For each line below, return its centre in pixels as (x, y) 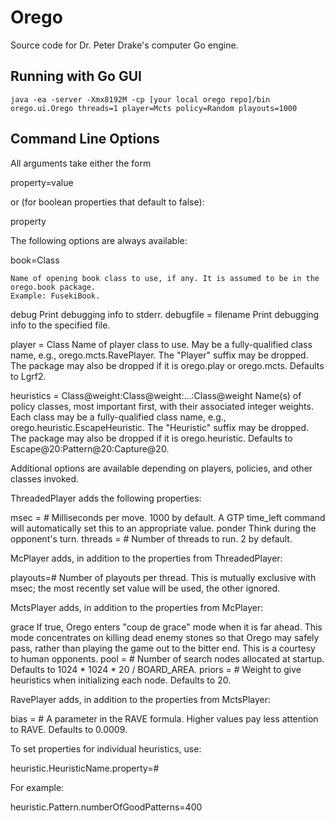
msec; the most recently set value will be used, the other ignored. (145, 588)
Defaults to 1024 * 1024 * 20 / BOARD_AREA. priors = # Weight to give (156, 669)
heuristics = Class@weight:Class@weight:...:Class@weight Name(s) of (156, 395)
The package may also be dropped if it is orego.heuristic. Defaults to (151, 438)
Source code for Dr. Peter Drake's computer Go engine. (124, 45)
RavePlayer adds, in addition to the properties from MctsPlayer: (141, 699)
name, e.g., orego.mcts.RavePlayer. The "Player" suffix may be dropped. (159, 355)
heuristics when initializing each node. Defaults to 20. (121, 680)
